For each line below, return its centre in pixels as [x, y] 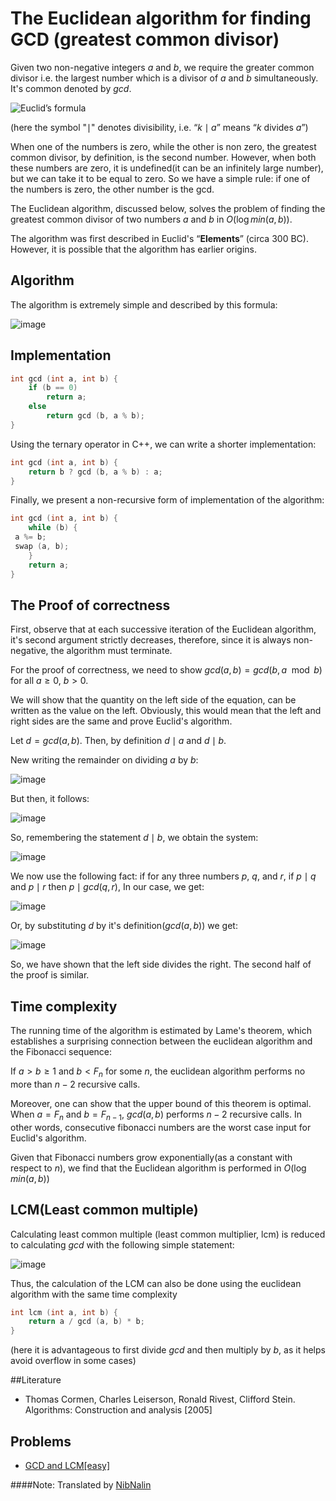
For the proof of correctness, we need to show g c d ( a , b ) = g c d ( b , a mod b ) [166, 670]
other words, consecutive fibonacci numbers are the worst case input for [161, 1127]
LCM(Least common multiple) [104, 1210]
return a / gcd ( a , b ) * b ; [86, 1322]
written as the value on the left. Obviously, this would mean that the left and [166, 711]
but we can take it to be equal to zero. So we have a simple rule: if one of [160, 178]
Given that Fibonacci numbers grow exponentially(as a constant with [151, 1157]
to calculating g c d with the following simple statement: [122, 1244]
